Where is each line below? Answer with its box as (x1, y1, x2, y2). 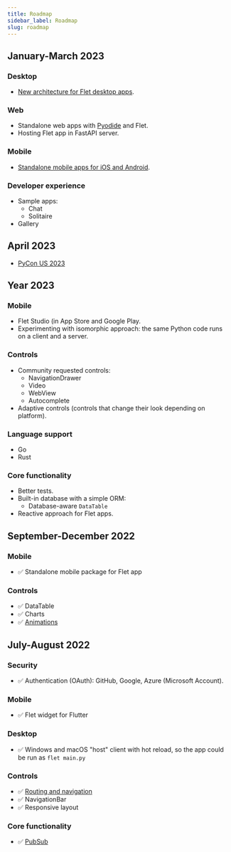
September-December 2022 (7, 530, 135, 542)
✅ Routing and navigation (17, 787, 92, 795)
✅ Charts (17, 609, 45, 619)
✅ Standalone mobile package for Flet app (17, 568, 142, 576)
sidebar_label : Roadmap (7, 17, 78, 24)
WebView (28, 388, 57, 397)
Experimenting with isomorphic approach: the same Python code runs (17, 324, 222, 333)
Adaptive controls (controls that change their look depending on (17, 403, 205, 412)
